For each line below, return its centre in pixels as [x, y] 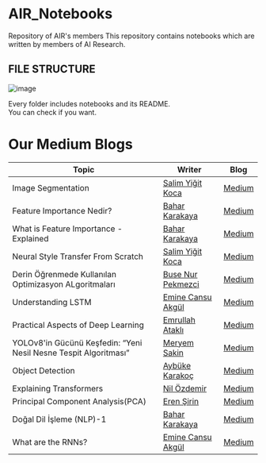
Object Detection [44, 370]
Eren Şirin [181, 401]
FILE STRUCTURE [52, 69]
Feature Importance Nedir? [62, 210]
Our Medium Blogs [70, 144]
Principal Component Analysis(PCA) [79, 401]
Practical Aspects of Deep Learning [78, 325]
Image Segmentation [51, 187]
